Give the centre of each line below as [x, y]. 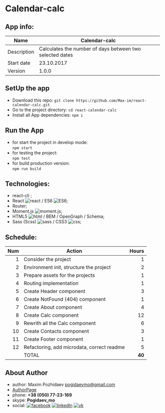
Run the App [25, 131]
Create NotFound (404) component [65, 299]
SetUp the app [27, 88]
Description [21, 52]
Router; [20, 206]
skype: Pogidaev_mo [34, 400]
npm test [21, 158]
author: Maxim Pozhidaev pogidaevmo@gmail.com [64, 384]
